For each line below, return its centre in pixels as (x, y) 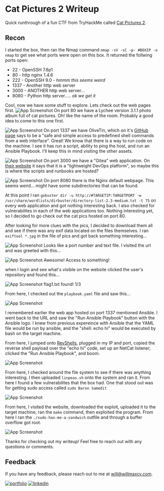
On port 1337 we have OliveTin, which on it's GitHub (96, 130)
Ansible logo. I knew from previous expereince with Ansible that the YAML (80, 323)
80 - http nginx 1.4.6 (33, 75)
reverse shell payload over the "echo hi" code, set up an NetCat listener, (78, 348)
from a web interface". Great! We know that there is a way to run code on (79, 140)
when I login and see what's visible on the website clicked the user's (74, 269)
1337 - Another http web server (44, 85)
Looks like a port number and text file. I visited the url (97, 245)
